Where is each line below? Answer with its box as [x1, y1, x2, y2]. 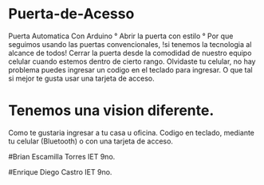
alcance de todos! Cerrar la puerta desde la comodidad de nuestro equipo [8, 48, 252, 57]
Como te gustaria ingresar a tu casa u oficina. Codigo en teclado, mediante [8, 128, 255, 137]
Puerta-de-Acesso [8, 5, 135, 23]
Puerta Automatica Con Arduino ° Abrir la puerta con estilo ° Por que [8, 31, 234, 41]
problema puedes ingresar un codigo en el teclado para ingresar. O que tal [8, 65, 253, 74]
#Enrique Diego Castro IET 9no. [8, 167, 112, 176]
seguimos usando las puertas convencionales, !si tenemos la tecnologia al [8, 39, 252, 49]
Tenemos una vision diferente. [8, 101, 215, 120]
